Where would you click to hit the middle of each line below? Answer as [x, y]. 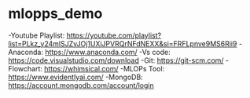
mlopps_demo [55, 14]
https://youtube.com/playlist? [114, 35]
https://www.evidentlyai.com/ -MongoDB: [75, 77]
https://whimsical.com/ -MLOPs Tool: [105, 68]
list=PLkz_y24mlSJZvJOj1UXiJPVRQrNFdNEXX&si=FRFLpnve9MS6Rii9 [123, 43]
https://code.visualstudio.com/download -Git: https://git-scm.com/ [116, 60]
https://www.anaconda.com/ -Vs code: [107, 52]
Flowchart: [26, 68]
